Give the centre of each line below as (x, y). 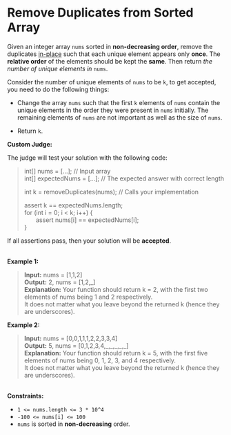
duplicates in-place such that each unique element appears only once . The (114, 54)
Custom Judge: (30, 144)
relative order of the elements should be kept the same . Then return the (110, 61)
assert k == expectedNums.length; (73, 205)
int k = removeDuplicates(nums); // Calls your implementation (111, 192)
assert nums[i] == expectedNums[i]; (87, 220)
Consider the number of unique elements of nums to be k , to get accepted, (112, 82)
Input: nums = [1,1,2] (53, 275)
